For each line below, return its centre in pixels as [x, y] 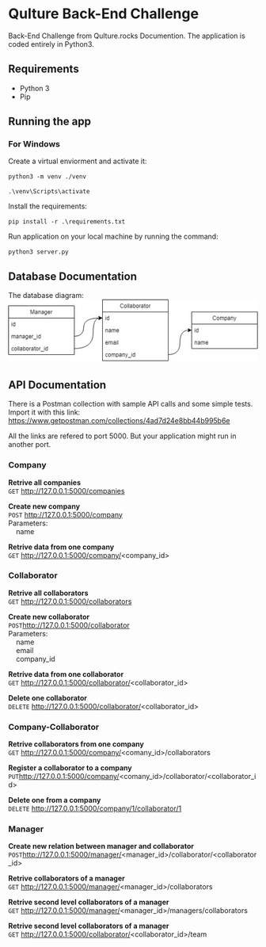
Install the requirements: [47, 206]
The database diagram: [46, 296]
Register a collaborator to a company [70, 768]
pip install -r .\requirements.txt [67, 222]
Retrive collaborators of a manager [66, 878]
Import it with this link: [44, 412]
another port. [30, 445]
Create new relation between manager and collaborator [101, 846]
